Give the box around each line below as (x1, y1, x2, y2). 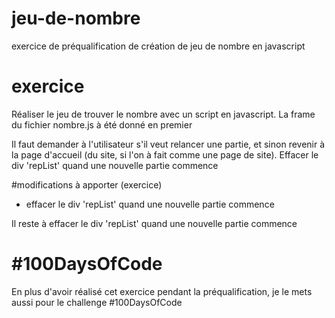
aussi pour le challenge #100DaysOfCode (11, 296, 183, 308)
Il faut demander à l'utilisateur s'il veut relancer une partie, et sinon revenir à (11, 138, 326, 150)
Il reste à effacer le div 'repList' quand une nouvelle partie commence (11, 217, 298, 229)
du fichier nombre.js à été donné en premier (11, 118, 193, 131)
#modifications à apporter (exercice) (11, 178, 163, 191)
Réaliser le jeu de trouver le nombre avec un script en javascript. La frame (11, 108, 316, 120)
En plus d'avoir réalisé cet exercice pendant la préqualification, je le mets (11, 285, 313, 297)
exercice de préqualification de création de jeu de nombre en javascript (11, 40, 306, 52)
